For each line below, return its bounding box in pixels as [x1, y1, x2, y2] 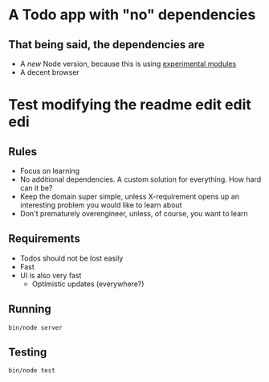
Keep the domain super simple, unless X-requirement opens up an [19, 191, 239, 201]
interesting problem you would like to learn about [19, 200, 182, 210]
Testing [8, 346, 47, 359]
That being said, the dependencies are [8, 38, 205, 51]
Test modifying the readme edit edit [8, 96, 251, 114]
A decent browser [19, 68, 80, 77]
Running [8, 302, 52, 316]
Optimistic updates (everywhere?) [31, 279, 145, 289]
